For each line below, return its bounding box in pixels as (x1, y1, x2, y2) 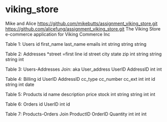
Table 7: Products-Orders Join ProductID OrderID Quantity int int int (5, 111, 147, 117)
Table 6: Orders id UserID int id (5, 101, 70, 107)
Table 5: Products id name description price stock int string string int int (5, 91, 155, 97)
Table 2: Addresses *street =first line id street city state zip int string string (5, 51, 162, 57)
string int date (5, 81, 35, 87)
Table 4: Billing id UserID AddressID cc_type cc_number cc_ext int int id (5, 76, 155, 82)
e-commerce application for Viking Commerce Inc (5, 31, 110, 37)
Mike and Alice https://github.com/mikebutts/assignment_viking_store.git (5, 20, 158, 26)
